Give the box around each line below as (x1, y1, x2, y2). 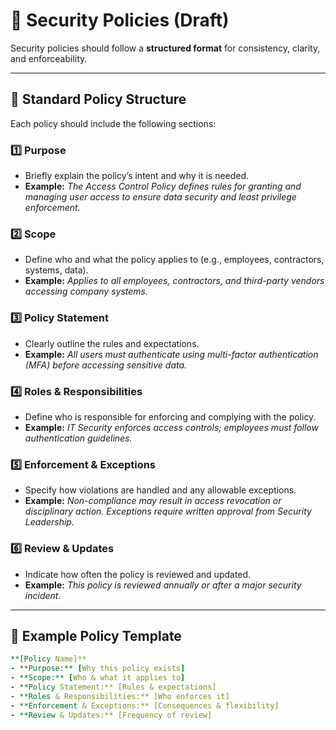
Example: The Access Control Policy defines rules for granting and (24, 180, 302, 193)
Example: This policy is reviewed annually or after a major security (24, 579, 302, 591)
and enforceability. (10, 52, 88, 64)
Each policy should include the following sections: (10, 117, 217, 129)
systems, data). (24, 264, 89, 276)
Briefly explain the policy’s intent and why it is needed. (24, 170, 250, 182)
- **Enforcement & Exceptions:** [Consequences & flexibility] (10, 700, 280, 711)
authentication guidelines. (24, 432, 133, 444)
